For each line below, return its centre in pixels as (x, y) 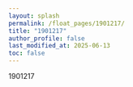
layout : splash (34, 16)
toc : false (27, 53)
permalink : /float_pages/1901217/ (67, 23)
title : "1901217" (38, 31)
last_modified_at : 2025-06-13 (60, 46)
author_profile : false (47, 38)
